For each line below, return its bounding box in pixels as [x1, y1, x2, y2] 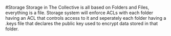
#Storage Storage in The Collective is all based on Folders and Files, [5, 5, 149, 10]
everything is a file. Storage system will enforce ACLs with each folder [5, 10, 154, 16]
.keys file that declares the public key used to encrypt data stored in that [5, 20, 158, 26]
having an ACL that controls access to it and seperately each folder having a [5, 15, 166, 21]
